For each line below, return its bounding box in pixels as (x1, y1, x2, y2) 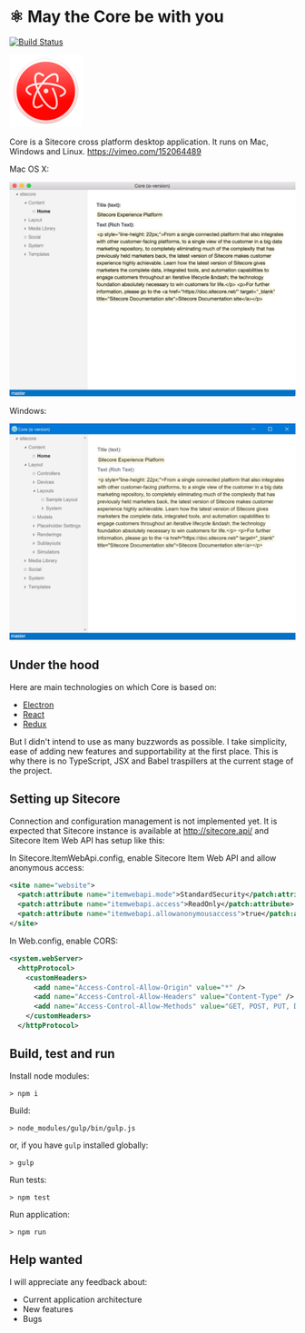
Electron (22, 699, 54, 710)
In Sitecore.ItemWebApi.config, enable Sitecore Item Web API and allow (9, 852, 277, 864)
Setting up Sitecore (9, 792, 121, 807)
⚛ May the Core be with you (9, 6, 224, 27)
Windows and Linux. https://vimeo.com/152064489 (9, 145, 202, 156)
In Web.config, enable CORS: (9, 935, 118, 946)
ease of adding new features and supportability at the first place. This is (9, 745, 279, 756)
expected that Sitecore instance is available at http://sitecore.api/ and (9, 824, 270, 836)
